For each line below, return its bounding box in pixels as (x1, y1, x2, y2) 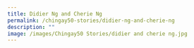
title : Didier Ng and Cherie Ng (7, 10, 102, 18)
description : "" (7, 23, 55, 30)
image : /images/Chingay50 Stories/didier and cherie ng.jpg (7, 30, 188, 37)
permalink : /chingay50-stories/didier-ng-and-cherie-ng (7, 17, 175, 24)
